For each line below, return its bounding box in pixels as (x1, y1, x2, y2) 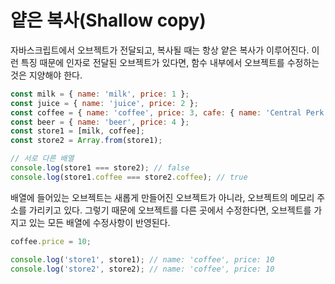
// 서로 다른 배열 (10, 154, 75, 164)
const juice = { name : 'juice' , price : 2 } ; (10, 98, 199, 108)
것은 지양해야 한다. (10, 69, 83, 81)
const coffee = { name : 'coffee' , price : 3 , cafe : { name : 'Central (10, 107, 302, 118)
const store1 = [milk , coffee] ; (10, 126, 145, 136)
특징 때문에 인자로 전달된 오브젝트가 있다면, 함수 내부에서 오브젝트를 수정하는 (20, 56, 320, 68)
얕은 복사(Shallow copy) (10, 9, 207, 32)
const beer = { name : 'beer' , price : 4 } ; (10, 117, 190, 127)
